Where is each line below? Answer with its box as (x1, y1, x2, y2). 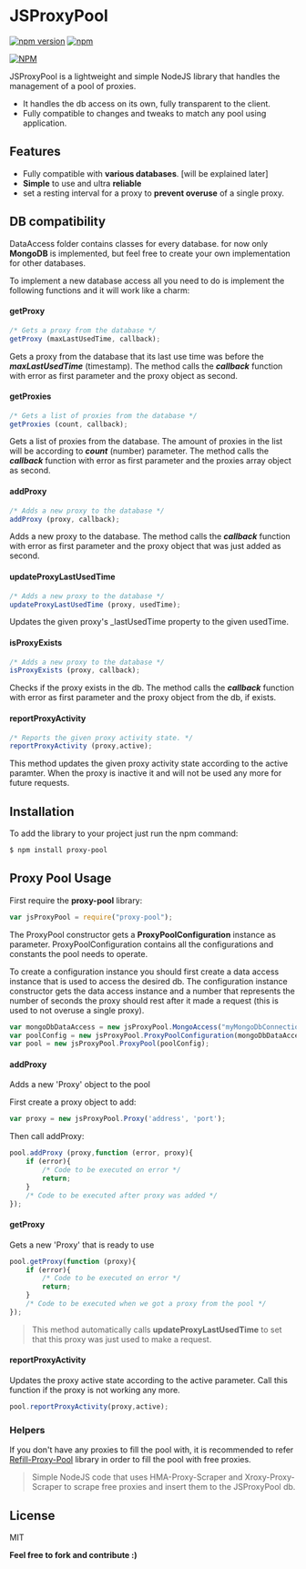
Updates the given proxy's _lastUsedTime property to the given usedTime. (9, 616, 290, 627)
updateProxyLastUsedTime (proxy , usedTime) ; (9, 600, 181, 609)
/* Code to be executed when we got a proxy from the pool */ (25, 1299, 267, 1309)
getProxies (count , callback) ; (9, 420, 128, 429)
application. (22, 117, 67, 128)
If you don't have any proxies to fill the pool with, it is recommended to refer (9, 1444, 294, 1455)
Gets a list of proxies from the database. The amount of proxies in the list (9, 436, 283, 447)
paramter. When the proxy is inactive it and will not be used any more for (9, 768, 282, 779)
